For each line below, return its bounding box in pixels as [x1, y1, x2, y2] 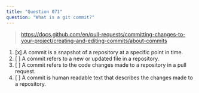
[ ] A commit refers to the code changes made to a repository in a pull [14, 61, 186, 69]
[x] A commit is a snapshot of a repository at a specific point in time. [14, 48, 183, 55]
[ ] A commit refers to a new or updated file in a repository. [14, 55, 160, 62]
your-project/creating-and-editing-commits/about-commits [20, 37, 167, 44]
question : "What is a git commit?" [6, 14, 95, 20]
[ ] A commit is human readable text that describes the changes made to [14, 74, 193, 81]
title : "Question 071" [6, 8, 63, 15]
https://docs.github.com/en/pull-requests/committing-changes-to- [20, 30, 186, 38]
